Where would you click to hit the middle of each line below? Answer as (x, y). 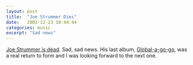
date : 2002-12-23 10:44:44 (41, 22)
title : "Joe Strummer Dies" (41, 17)
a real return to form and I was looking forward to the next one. (82, 56)
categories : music (28, 28)
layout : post (22, 11)
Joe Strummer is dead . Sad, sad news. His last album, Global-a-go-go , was (97, 49)
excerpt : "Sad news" (31, 33)
